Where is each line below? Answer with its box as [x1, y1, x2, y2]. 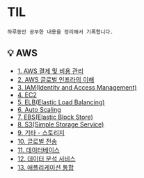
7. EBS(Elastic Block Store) [17, 113, 94, 121]
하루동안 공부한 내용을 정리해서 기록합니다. [7, 29, 113, 35]
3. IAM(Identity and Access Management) [17, 83, 137, 91]
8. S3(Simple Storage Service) [17, 120, 104, 129]
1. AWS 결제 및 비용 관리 [17, 67, 84, 75]
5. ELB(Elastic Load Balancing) [17, 98, 105, 106]
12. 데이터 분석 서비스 [17, 154, 76, 163]
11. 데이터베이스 [17, 145, 61, 154]
